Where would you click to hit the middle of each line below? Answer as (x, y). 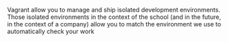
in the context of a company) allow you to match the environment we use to (114, 24)
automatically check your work (51, 31)
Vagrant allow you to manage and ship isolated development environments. (114, 10)
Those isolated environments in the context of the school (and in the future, (114, 17)
